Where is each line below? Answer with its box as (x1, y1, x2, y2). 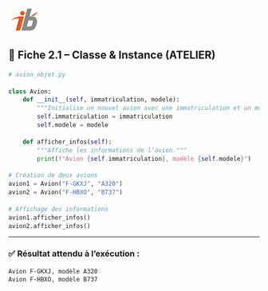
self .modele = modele (37, 121, 109, 129)
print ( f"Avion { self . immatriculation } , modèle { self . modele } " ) (37, 155, 251, 163)
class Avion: (8, 87, 52, 96)
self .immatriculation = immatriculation (37, 112, 173, 121)
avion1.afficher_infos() (8, 214, 91, 222)
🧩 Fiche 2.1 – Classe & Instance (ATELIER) (8, 49, 216, 62)
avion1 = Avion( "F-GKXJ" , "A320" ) (8, 180, 124, 188)
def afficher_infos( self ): (22, 138, 112, 146)
